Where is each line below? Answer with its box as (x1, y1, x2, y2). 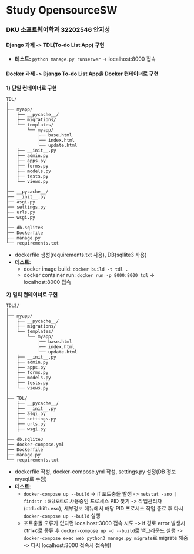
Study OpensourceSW (6, 4, 118, 17)
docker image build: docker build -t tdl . (23, 265, 129, 272)
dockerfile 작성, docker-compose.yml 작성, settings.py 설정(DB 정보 (14, 468, 176, 475)
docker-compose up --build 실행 (23, 512, 101, 519)
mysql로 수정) (14, 475, 47, 482)
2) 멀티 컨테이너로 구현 (6, 291, 58, 298)
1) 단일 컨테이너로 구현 (6, 84, 57, 91)
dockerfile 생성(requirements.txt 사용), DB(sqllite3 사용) (14, 251, 147, 258)
